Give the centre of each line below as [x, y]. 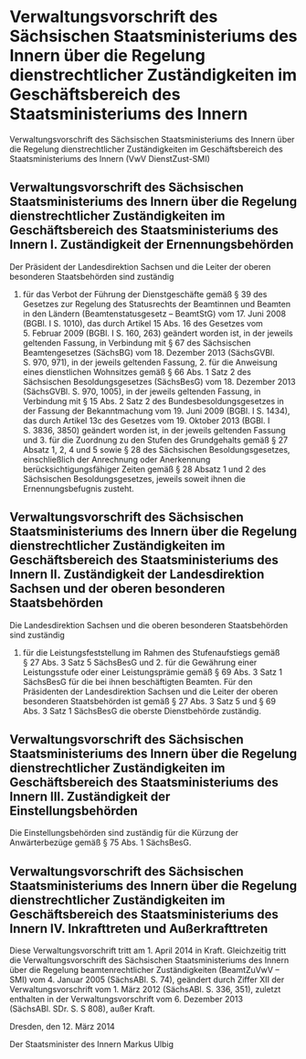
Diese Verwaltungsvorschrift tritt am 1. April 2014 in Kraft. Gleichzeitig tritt [148, 951]
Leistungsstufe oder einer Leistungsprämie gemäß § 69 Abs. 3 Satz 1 [153, 672]
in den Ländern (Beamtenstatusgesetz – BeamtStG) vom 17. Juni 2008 [154, 314]
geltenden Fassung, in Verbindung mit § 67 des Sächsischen [137, 342]
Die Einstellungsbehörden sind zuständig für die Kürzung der [124, 833]
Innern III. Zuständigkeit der [90, 796]
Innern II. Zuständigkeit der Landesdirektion [137, 575]
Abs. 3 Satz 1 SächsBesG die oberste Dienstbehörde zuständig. [142, 711]
